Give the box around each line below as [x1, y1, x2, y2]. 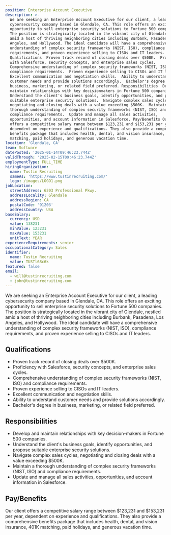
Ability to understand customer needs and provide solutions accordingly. [12, 397, 165, 403]
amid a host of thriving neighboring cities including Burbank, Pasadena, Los [5, 314, 164, 320]
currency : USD [10, 217, 40, 222]
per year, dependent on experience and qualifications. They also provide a [5, 513, 161, 519]
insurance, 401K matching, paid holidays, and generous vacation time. [5, 524, 153, 530]
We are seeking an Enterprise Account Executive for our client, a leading [5, 292, 157, 298]
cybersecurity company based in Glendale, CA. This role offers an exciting [5, 297, 161, 304]
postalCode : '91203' [10, 202, 53, 207]
